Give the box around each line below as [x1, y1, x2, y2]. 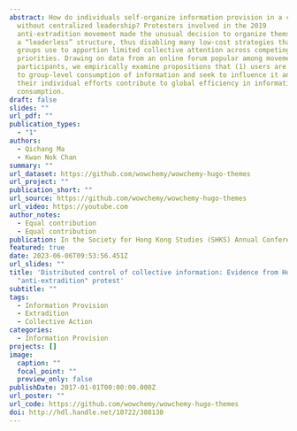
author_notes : [9, 210, 62, 219]
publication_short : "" [9, 186, 93, 195]
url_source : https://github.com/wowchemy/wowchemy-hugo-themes [9, 194, 247, 204]
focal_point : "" [17, 366, 77, 376]
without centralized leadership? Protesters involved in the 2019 [17, 21, 267, 30]
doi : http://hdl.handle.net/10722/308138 [9, 408, 164, 417]
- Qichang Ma [17, 144, 65, 153]
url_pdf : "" [9, 112, 53, 120]
